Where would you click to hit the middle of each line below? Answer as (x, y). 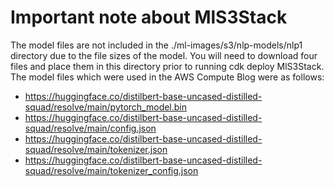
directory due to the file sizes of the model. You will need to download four (164, 55)
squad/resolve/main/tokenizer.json (96, 149)
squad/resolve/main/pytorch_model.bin (106, 107)
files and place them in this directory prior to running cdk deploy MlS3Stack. (167, 66)
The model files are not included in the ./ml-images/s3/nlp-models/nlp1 (156, 45)
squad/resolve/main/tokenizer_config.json (111, 170)
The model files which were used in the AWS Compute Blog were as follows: (167, 77)
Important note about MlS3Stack (149, 17)
